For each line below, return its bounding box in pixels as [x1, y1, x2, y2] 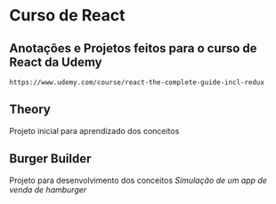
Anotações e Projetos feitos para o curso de [9, 41, 257, 56]
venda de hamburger [9, 184, 87, 195]
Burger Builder [9, 152, 92, 167]
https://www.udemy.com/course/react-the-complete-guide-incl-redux [9, 78, 265, 87]
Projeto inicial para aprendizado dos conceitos [9, 125, 180, 136]
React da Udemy [9, 54, 102, 69]
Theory [9, 102, 52, 117]
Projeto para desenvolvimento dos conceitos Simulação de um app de [9, 175, 267, 185]
